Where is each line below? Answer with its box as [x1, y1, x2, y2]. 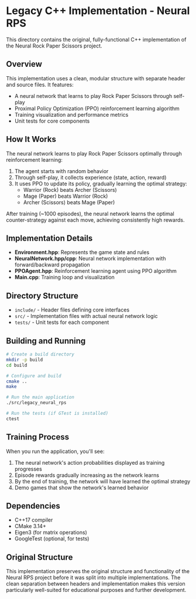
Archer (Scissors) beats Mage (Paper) [23, 198, 115, 206]
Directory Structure [6, 290, 79, 300]
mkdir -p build [6, 357, 43, 363]
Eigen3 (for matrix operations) [14, 529, 88, 536]
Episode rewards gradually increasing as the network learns [14, 471, 160, 479]
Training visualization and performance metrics [14, 111, 129, 118]
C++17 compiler [14, 516, 53, 523]
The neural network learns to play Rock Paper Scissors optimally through [6, 150, 183, 157]
